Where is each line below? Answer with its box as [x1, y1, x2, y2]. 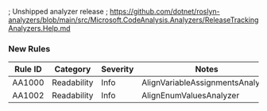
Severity [101, 63, 134, 75]
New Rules [8, 43, 51, 54]
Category [54, 63, 91, 75]
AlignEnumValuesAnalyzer [141, 90, 240, 101]
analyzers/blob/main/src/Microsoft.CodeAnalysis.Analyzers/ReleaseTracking [8, 15, 259, 25]
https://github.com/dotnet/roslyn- [110, 7, 220, 16]
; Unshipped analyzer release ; [8, 7, 109, 16]
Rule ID [14, 63, 42, 75]
